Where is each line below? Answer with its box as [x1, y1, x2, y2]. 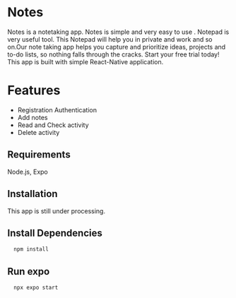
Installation [7, 188, 58, 200]
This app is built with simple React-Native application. [7, 57, 164, 66]
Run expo [7, 266, 50, 278]
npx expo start [13, 284, 59, 291]
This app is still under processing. [7, 206, 106, 215]
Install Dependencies [7, 227, 102, 239]
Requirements [7, 149, 71, 161]
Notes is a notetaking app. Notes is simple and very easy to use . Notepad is [7, 28, 230, 36]
